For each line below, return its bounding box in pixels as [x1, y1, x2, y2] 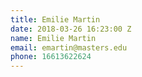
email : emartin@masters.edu [10, 42, 128, 53]
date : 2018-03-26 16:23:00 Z [10, 24, 132, 34]
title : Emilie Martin [10, 14, 101, 25]
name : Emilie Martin [10, 33, 97, 43]
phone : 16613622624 [10, 52, 92, 62]
